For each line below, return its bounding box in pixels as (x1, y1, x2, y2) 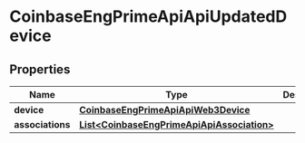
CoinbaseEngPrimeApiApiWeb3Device (79, 104, 251, 116)
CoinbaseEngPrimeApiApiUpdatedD (9, 6, 288, 27)
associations (14, 119, 71, 130)
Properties (9, 62, 71, 77)
